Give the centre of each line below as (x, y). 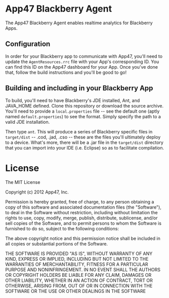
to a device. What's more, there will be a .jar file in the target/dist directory (84, 142)
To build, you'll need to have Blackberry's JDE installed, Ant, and (73, 100)
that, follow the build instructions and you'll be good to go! (66, 72)
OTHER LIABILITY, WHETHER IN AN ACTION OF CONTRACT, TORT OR (79, 280)
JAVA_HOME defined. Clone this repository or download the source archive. (84, 106)
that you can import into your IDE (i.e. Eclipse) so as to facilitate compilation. (85, 147)
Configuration (28, 44)
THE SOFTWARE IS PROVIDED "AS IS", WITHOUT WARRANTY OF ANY (79, 254)
